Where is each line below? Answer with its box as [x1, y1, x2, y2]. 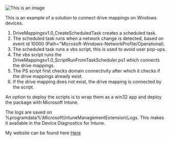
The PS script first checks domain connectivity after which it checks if [12, 68, 160, 74]
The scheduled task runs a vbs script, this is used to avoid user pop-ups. [12, 46, 166, 52]
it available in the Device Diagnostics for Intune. [5, 120, 106, 126]
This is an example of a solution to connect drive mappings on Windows [5, 15, 157, 20]
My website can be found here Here [5, 130, 81, 136]
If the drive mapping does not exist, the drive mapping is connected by [12, 79, 162, 84]
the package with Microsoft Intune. [5, 99, 79, 105]
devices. [5, 20, 23, 26]
